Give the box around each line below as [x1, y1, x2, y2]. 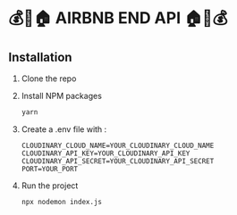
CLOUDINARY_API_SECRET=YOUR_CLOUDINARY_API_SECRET [21, 156, 215, 166]
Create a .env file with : [21, 123, 107, 135]
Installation [8, 49, 72, 64]
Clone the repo [21, 73, 77, 84]
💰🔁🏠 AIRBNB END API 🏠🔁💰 [8, 8, 228, 29]
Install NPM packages [21, 91, 102, 101]
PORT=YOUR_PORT [21, 164, 79, 173]
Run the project [21, 180, 79, 191]
